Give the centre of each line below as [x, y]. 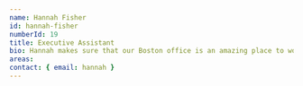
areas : [22, 59]
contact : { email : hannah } [62, 68]
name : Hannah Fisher [48, 17]
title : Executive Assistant [62, 43]
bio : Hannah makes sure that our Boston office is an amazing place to [147, 51]
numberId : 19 [34, 34]
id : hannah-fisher [44, 26]
